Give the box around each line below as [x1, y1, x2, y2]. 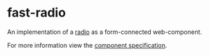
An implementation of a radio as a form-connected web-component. [7, 28, 203, 36]
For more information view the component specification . [7, 41, 167, 49]
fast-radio [7, 5, 66, 21]
